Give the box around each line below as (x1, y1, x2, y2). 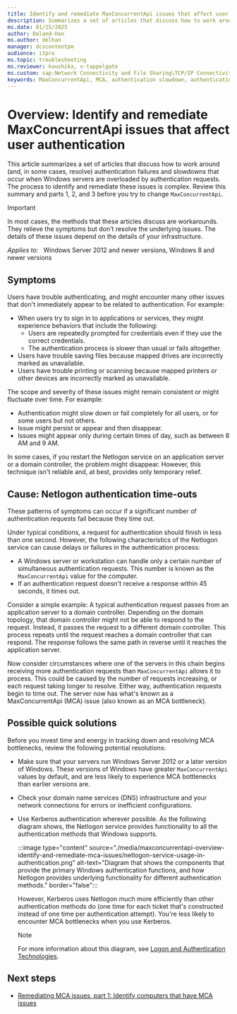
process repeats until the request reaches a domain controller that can (7, 630, 212, 639)
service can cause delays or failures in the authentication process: (7, 543, 200, 551)
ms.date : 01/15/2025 (7, 23, 68, 30)
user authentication (7, 136, 126, 153)
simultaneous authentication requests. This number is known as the (17, 564, 214, 572)
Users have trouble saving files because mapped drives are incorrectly (17, 351, 224, 360)
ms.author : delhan (7, 37, 61, 44)
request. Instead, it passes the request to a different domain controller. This (7, 623, 226, 631)
